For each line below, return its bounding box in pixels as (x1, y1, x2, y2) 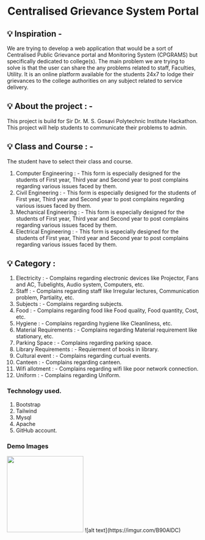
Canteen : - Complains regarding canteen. (15, 358, 121, 366)
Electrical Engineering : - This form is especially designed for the (15, 227, 179, 235)
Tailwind (15, 407, 37, 414)
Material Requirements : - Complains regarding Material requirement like (15, 326, 198, 333)
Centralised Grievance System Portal (7, 4, 199, 18)
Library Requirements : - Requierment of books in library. (15, 346, 159, 353)
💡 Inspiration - (7, 29, 62, 39)
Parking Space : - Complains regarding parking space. (15, 339, 153, 347)
